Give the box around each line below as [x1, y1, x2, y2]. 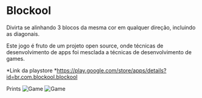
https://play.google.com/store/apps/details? [57, 66, 167, 74]
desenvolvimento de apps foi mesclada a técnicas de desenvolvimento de [6, 48, 192, 55]
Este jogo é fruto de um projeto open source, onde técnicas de [6, 42, 164, 49]
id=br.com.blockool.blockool [6, 73, 78, 80]
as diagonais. [6, 30, 40, 37]
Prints [6, 85, 21, 92]
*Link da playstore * [6, 66, 57, 74]
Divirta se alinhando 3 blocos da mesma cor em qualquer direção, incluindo [6, 24, 196, 31]
